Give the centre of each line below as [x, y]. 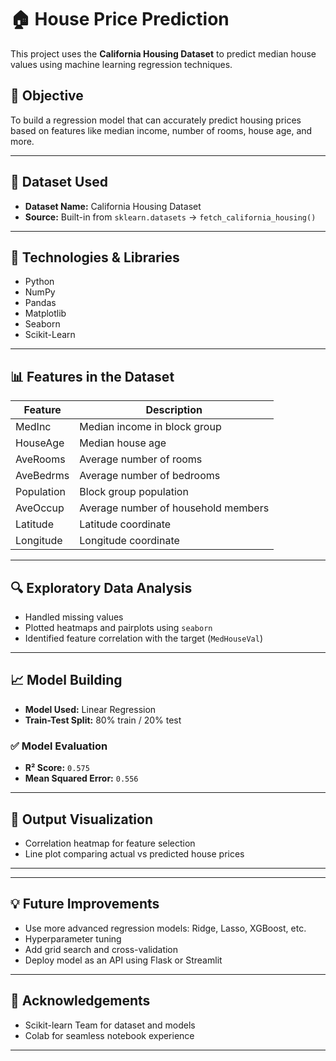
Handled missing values [74, 617]
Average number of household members [174, 508]
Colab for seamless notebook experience [109, 1035]
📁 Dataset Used [59, 182]
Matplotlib [45, 313]
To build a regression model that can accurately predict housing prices [156, 120]
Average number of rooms [141, 459]
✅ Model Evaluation [59, 746]
